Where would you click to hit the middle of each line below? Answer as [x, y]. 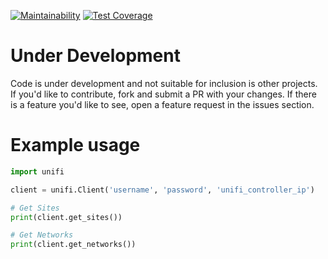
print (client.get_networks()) [73, 245]
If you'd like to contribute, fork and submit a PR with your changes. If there [163, 94]
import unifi [37, 171]
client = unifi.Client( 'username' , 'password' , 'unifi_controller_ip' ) [162, 190]
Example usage [75, 145]
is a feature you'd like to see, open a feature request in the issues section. [162, 104]
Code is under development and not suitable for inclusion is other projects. [164, 83]
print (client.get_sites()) [66, 217]
